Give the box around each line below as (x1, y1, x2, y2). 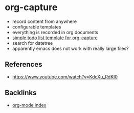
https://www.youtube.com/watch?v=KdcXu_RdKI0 (12, 73, 118, 80)
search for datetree (12, 40, 53, 46)
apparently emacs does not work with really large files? (12, 45, 129, 51)
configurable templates (12, 23, 61, 30)
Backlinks (5, 89, 37, 97)
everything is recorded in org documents (12, 29, 98, 35)
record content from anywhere (12, 18, 77, 24)
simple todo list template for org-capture (12, 35, 98, 41)
